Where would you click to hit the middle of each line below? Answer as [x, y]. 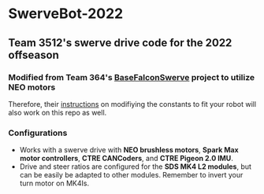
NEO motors [32, 87]
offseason [33, 55]
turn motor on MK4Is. [54, 183]
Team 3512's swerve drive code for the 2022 [120, 43]
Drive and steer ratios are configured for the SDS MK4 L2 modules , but [136, 167]
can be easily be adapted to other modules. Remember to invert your [131, 175]
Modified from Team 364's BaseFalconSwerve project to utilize [131, 77]
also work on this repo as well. [58, 112]
